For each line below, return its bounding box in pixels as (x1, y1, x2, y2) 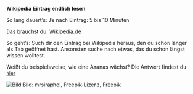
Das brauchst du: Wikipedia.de (6, 28, 81, 35)
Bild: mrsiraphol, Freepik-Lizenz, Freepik (22, 81, 121, 88)
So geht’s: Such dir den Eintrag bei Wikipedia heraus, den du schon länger (6, 40, 188, 46)
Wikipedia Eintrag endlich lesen (6, 5, 86, 12)
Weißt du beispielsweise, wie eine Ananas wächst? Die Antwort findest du (6, 63, 186, 70)
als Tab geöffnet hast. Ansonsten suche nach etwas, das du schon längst (6, 46, 185, 53)
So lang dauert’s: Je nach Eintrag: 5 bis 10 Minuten (6, 17, 130, 23)
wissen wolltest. (6, 52, 46, 59)
